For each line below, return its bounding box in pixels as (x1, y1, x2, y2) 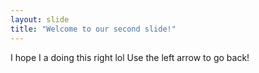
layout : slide (10, 14, 70, 25)
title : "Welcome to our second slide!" (10, 24, 177, 34)
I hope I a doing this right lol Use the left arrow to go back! (10, 51, 250, 63)
